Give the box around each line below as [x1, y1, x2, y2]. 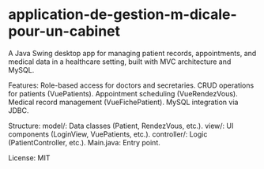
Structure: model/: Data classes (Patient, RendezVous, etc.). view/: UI [8, 121, 234, 130]
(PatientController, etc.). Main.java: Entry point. [8, 137, 160, 147]
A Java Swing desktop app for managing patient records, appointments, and [8, 48, 257, 58]
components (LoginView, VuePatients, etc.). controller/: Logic [8, 129, 208, 139]
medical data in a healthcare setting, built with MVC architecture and [8, 57, 232, 66]
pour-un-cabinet [8, 22, 121, 40]
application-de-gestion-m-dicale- [8, 6, 237, 24]
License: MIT [8, 152, 51, 163]
